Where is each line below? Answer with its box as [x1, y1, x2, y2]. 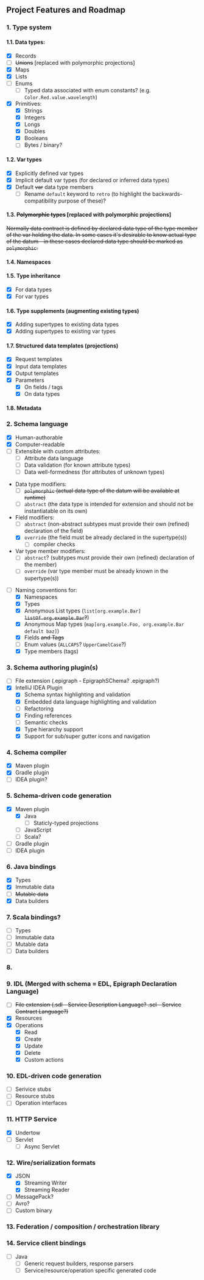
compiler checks [33, 541, 76, 548]
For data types [15, 286, 52, 293]
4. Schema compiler [6, 748, 67, 756]
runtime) [24, 494, 46, 501]
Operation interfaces [15, 1100, 68, 1107]
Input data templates [15, 362, 67, 370]
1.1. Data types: [6, 38, 46, 45]
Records [15, 52, 37, 59]
